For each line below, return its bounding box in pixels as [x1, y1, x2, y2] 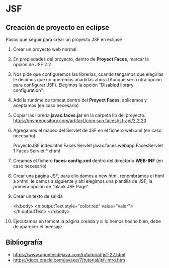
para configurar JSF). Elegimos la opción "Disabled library [13, 82, 134, 88]
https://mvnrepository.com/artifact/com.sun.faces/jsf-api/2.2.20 [13, 118, 147, 124]
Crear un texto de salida [13, 193, 63, 199]
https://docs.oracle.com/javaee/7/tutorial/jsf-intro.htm [13, 257, 125, 263]
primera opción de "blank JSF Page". [13, 184, 90, 189]
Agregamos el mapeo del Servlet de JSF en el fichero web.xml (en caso [13, 127, 162, 133]
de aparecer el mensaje [13, 224, 62, 230]
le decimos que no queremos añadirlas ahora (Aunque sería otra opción [13, 77, 162, 82]
